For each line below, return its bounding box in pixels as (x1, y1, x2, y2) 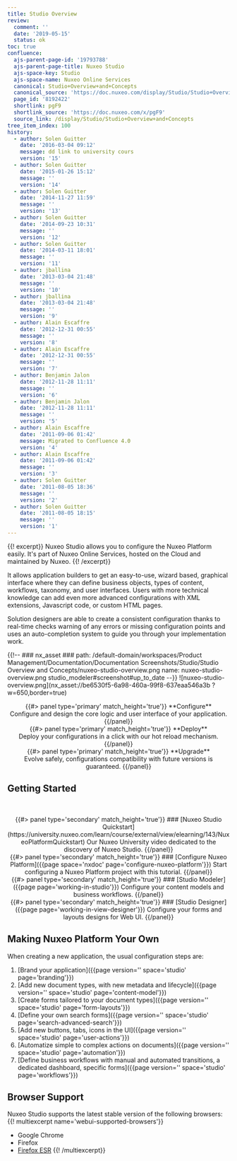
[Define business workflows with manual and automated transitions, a (17, 1056, 221, 1064)
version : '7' (20, 365, 59, 372)
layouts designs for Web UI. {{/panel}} (63, 912, 174, 921)
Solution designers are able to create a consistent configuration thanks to (7, 614, 221, 623)
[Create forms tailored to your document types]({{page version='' (17, 996, 209, 1004)
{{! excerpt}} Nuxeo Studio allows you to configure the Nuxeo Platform (7, 542, 212, 550)
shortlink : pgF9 (13, 102, 61, 110)
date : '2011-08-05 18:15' (20, 509, 97, 517)
